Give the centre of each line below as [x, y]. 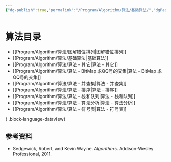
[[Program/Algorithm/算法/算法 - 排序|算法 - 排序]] [65, 90]
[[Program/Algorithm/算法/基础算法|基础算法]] [60, 58]
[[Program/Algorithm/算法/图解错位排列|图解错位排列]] [69, 52]
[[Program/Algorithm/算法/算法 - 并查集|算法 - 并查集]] [69, 83]
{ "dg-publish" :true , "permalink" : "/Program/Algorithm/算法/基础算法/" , [79, 10]
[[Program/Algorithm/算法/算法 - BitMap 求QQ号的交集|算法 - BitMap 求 [87, 71]
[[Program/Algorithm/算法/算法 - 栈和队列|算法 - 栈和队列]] [74, 96]
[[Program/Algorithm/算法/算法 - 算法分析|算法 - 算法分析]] [74, 103]
